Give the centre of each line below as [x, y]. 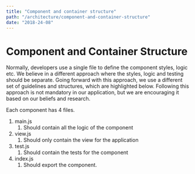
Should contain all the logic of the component [78, 128]
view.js [23, 134]
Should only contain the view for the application [81, 140]
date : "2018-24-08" [30, 22]
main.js [23, 121]
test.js [22, 146]
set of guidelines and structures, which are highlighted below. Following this [97, 86]
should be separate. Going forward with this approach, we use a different [94, 80]
